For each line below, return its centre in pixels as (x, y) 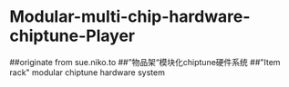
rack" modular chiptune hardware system (88, 72)
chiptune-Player (72, 36)
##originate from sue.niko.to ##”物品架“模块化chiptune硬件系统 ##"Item (145, 62)
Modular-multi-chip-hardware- (130, 17)
